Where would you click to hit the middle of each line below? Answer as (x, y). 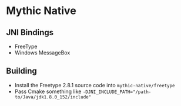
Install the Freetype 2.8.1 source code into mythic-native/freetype (95, 85)
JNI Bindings (30, 33)
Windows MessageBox (42, 53)
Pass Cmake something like (48, 91)
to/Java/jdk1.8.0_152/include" (53, 97)
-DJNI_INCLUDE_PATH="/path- (117, 92)
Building (21, 71)
